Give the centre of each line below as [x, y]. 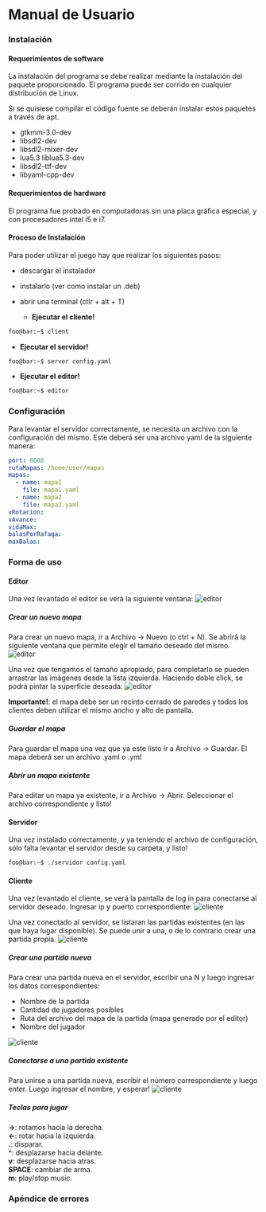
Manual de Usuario [71, 15]
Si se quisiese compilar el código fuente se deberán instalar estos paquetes [132, 108]
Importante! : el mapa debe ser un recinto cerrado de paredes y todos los [128, 702]
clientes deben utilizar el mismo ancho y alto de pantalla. [101, 710]
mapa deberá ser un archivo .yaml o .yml [75, 757]
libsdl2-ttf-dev [43, 166]
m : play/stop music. [40, 1178]
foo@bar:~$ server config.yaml [60, 361]
